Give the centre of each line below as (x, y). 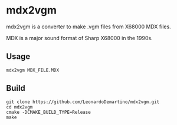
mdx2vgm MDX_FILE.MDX (33, 70)
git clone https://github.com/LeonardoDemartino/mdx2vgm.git (83, 102)
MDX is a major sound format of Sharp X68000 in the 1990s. (79, 38)
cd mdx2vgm (19, 107)
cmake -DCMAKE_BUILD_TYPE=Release (49, 112)
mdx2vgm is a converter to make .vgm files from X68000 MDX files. (88, 27)
